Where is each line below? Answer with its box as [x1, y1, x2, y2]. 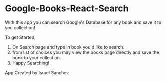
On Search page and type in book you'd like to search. [12, 44, 125, 50]
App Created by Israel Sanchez [5, 69, 69, 75]
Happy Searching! [12, 60, 50, 66]
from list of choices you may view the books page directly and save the [12, 49, 159, 55]
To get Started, [5, 34, 36, 40]
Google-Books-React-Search [5, 3, 129, 14]
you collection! [5, 24, 36, 30]
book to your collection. [12, 54, 61, 60]
